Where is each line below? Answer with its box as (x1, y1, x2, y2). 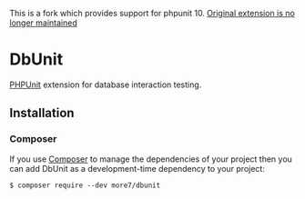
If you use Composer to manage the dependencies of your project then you (9, 154, 293, 164)
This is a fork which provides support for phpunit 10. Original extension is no (9, 8, 296, 18)
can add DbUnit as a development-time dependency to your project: (9, 163, 266, 174)
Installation (9, 105, 75, 121)
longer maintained (9, 17, 77, 28)
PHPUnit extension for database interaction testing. (9, 79, 202, 90)
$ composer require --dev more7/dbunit (9, 181, 161, 190)
